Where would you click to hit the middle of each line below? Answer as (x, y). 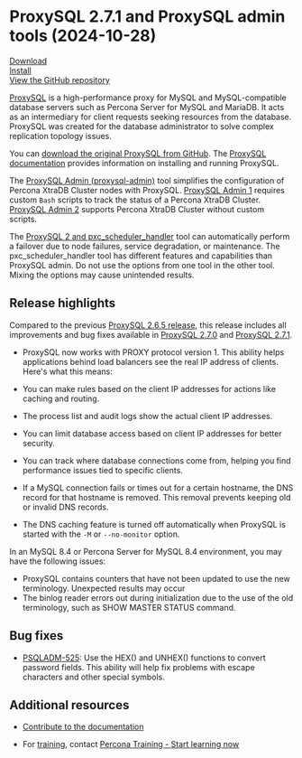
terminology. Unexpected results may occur (104, 588)
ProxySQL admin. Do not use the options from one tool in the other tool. (142, 265)
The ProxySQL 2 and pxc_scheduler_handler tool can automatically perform (150, 236)
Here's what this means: (67, 371)
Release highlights (63, 303)
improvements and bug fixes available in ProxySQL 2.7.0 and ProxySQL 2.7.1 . (151, 334)
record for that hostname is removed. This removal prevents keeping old (156, 497)
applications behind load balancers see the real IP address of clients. (151, 361)
